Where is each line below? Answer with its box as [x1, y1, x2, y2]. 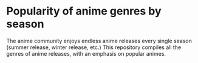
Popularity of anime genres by [6, 4, 162, 18]
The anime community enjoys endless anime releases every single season [6, 37, 193, 44]
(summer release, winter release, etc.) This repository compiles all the [6, 44, 182, 51]
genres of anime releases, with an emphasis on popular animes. [6, 50, 166, 57]
